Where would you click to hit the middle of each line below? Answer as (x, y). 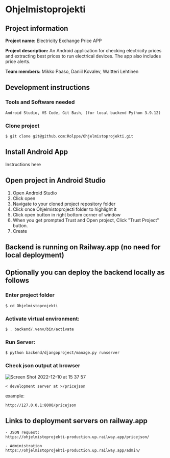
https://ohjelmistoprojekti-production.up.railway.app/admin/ (73, 451)
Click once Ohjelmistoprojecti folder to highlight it (65, 209)
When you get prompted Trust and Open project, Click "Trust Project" (86, 220)
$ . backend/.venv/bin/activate (40, 329)
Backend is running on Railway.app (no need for (83, 247)
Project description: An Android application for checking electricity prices (83, 51)
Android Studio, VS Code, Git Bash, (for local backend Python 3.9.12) (83, 113)
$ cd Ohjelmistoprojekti (32, 306)
